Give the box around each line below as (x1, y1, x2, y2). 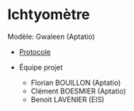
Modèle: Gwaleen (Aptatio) (7, 32, 96, 41)
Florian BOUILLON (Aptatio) (30, 78, 121, 87)
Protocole (18, 47, 51, 56)
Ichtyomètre (7, 6, 90, 24)
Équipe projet (18, 62, 63, 72)
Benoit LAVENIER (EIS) (30, 94, 105, 104)
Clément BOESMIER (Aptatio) (30, 86, 126, 96)
